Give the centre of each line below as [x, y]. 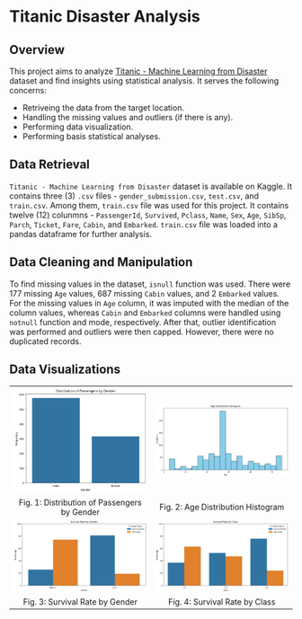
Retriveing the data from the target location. [103, 108]
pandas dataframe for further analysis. [81, 234]
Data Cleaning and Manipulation [101, 262]
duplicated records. [45, 341]
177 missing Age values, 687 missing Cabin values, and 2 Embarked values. [145, 293]
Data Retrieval [49, 165]
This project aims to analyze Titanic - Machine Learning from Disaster [138, 71]
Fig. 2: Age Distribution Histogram [222, 507]
